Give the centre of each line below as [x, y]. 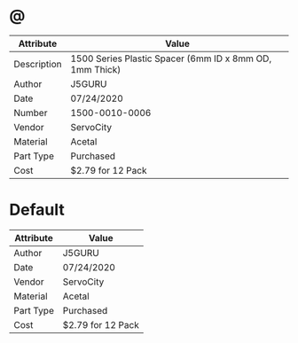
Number [31, 113]
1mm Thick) [96, 69]
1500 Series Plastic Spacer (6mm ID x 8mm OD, [171, 58]
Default [37, 210]
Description [38, 64]
